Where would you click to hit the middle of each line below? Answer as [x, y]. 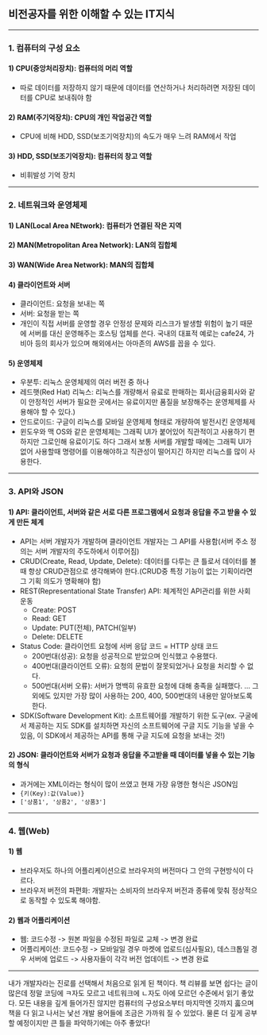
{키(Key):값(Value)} [52, 794]
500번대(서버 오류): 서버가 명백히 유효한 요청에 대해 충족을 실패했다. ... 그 [145, 685]
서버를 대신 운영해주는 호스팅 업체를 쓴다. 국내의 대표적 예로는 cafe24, [137, 334]
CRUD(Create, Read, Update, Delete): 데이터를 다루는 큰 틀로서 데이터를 [134, 561]
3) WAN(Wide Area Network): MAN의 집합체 [81, 265]
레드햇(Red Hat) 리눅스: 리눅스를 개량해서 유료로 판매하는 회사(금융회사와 [133, 392]
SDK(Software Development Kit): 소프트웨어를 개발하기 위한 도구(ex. [128, 715]
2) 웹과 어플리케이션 [39, 920]
